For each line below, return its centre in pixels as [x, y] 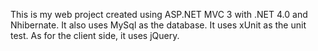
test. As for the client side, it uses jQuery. [95, 35]
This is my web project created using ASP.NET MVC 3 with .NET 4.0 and [159, 14]
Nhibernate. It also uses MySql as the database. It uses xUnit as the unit [158, 25]
